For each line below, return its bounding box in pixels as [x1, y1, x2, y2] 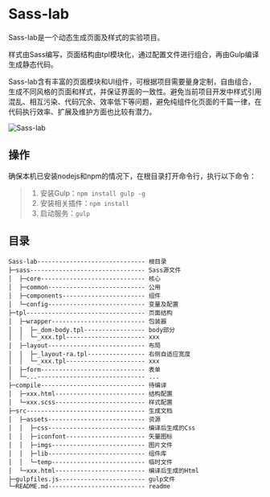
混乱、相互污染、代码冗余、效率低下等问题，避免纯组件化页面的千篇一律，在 [8, 97, 262, 106]
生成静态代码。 [8, 60, 58, 69]
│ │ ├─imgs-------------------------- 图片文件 [8, 441, 173, 449]
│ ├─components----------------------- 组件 [8, 291, 161, 300]
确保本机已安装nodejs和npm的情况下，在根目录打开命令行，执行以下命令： [8, 170, 257, 181]
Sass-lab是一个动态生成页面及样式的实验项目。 [8, 32, 165, 42]
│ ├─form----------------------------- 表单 [8, 365, 161, 374]
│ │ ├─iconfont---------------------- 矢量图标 [8, 432, 173, 441]
